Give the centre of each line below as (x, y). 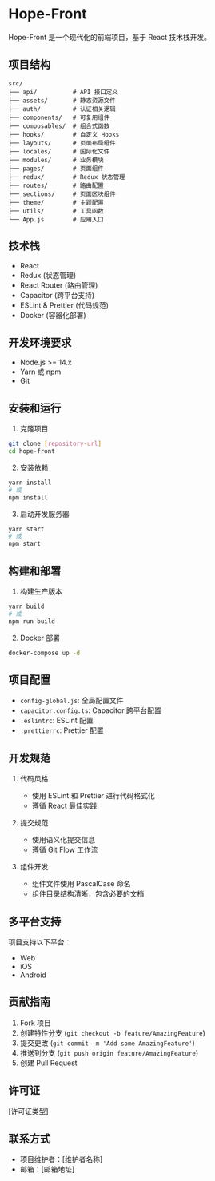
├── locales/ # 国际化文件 (59, 151)
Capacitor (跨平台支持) (57, 295)
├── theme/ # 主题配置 (56, 202)
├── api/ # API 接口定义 (63, 92)
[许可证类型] (29, 1111)
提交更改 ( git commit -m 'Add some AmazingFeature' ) (107, 1043)
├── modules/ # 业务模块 (56, 160)
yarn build (26, 606)
